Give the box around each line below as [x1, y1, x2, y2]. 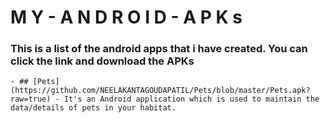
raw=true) [10, 94, 52, 105]
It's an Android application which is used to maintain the [63, 94, 320, 105]
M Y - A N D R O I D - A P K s [10, 6, 243, 29]
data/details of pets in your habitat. [10, 103, 177, 113]
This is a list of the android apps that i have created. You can [10, 42, 308, 56]
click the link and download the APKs [10, 54, 195, 68]
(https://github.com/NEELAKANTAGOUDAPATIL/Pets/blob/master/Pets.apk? [10, 86, 311, 96]
